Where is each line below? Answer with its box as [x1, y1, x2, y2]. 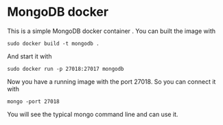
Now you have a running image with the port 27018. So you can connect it [7, 77, 216, 86]
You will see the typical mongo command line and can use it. [7, 110, 178, 118]
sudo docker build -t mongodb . [7, 40, 99, 47]
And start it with [7, 52, 52, 60]
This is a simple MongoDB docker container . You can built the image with [7, 27, 216, 35]
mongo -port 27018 [7, 98, 60, 105]
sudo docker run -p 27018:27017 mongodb [7, 65, 125, 72]
